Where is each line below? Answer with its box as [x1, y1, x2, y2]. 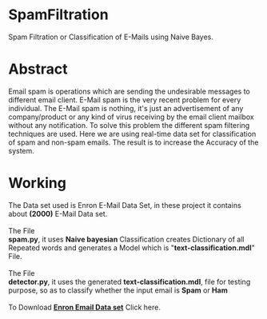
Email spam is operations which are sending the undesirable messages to [8, 86, 250, 96]
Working [8, 174, 66, 193]
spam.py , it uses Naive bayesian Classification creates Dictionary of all [8, 234, 245, 244]
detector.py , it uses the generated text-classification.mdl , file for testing [8, 277, 251, 286]
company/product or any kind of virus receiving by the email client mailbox [8, 112, 254, 122]
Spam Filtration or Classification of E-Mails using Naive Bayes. [8, 32, 214, 42]
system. [8, 146, 34, 155]
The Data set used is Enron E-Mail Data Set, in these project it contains [8, 200, 241, 209]
